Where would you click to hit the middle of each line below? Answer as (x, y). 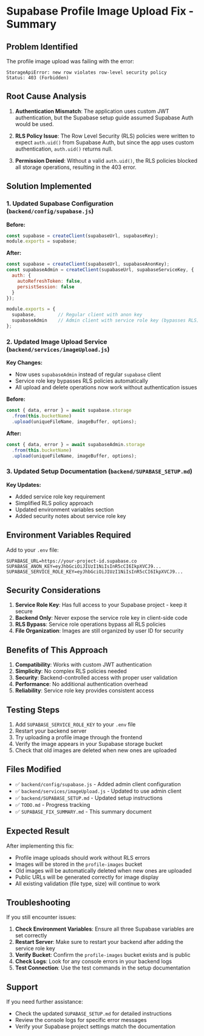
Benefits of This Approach (57, 650)
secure (24, 611)
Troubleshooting (39, 902)
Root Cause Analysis (46, 97)
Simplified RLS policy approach (54, 503)
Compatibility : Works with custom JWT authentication (83, 665)
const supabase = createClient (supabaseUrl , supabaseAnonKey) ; (88, 264)
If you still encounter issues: (42, 917)
